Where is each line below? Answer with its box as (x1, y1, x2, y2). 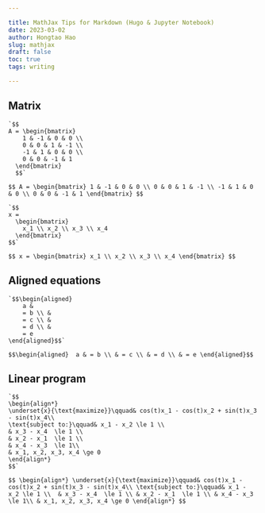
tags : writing (8, 63, 56, 71)
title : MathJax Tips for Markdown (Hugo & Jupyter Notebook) (8, 18, 215, 26)
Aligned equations (8, 274, 102, 287)
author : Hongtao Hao (8, 33, 77, 41)
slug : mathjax (8, 40, 56, 48)
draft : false (8, 48, 52, 56)
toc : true (8, 56, 41, 64)
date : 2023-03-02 (8, 25, 66, 34)
